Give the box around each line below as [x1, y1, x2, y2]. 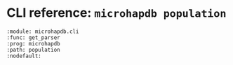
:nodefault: [6, 52, 41, 59]
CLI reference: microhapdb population [6, 5, 227, 21]
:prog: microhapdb [6, 40, 60, 47]
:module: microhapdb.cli [6, 28, 79, 35]
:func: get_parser [6, 34, 60, 41]
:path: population [6, 46, 60, 53]
